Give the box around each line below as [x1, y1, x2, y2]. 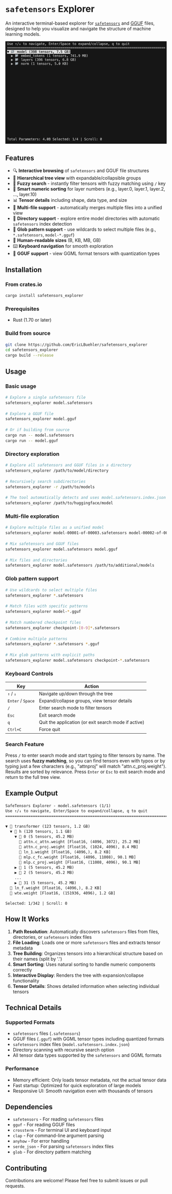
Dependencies [5, 1103, 53, 1111]
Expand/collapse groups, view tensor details [39, 698, 132, 704]
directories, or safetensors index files [12, 934, 92, 940]
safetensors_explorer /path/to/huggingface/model [5, 500, 114, 506]
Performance [5, 1065, 39, 1072]
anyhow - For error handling [12, 1138, 70, 1144]
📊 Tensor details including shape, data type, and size [12, 197, 127, 203]
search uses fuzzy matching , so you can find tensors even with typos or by [5, 758, 165, 763]
